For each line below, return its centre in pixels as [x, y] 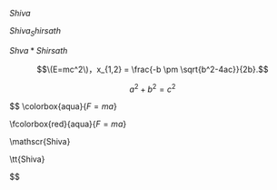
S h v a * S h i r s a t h [39, 50]
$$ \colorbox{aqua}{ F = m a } [64, 106]
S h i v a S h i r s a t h [35, 32]
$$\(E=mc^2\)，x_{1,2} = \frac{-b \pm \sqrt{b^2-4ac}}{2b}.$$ [153, 69]
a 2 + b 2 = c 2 [153, 88]
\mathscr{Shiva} [40, 142]
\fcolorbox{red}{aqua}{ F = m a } [68, 124]
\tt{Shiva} [27, 159]
